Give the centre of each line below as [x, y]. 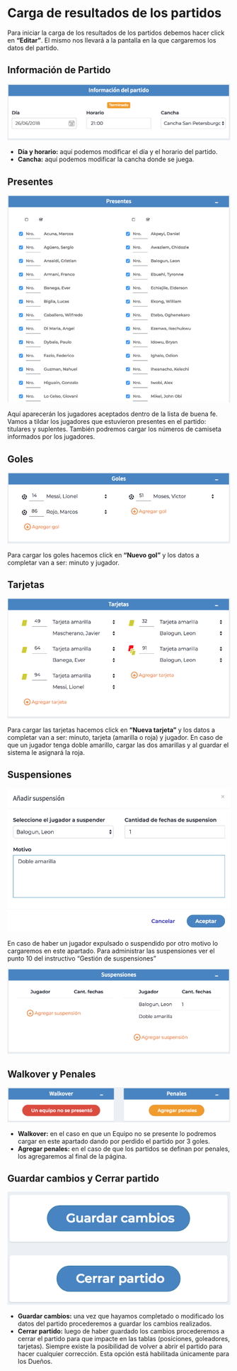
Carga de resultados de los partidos [115, 13]
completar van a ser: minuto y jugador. [64, 562]
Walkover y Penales [52, 1074]
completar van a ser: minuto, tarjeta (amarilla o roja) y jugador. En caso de [115, 737]
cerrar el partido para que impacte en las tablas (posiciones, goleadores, [123, 1338]
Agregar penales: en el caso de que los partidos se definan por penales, [123, 1149]
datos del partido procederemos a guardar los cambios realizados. [115, 1323]
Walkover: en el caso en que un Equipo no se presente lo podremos [117, 1133]
